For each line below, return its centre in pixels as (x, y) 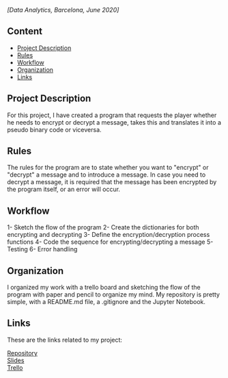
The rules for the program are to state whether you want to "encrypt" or (108, 168)
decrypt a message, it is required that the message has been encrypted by (112, 182)
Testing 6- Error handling (42, 249)
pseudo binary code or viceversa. (54, 129)
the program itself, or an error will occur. (64, 189)
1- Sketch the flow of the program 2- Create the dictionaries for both (103, 227)
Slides (16, 360)
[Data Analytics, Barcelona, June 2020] (63, 10)
